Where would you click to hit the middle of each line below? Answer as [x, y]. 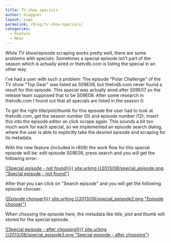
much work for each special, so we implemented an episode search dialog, [84, 127]
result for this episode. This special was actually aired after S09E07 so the [83, 90]
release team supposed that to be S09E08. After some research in [75, 95]
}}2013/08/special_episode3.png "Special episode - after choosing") [77, 234]
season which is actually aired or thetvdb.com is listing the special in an [80, 64]
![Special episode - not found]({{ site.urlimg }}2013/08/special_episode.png [84, 168]
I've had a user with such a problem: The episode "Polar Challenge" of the [83, 79]
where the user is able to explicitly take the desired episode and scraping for [85, 132]
